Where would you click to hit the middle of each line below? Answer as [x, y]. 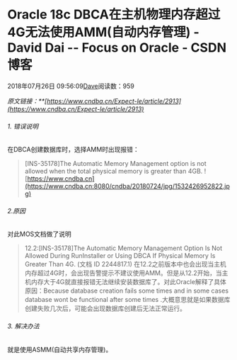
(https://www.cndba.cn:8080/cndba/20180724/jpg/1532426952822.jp [127, 186]
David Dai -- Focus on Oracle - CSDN [117, 48]
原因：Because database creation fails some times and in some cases [126, 291]
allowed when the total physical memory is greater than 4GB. [114, 171]
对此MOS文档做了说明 [40, 234]
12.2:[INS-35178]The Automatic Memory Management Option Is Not [123, 248]
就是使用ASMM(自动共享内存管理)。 [60, 349]
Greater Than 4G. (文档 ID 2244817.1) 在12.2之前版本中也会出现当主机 [125, 264]
